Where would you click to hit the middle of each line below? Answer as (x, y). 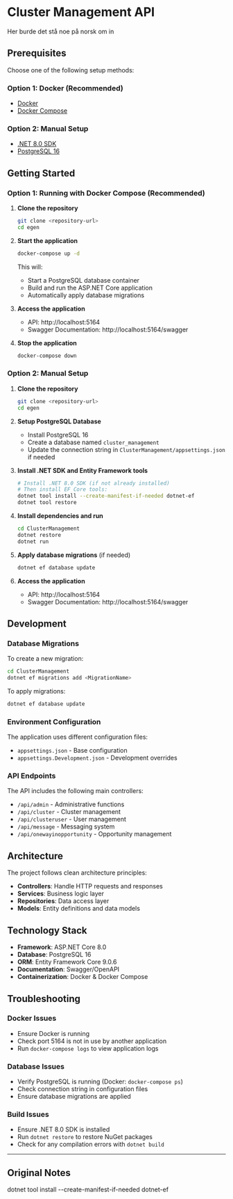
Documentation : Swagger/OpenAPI (68, 969)
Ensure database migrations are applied (74, 1097)
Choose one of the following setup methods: (71, 70)
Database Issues (36, 1066)
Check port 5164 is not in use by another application (92, 1041)
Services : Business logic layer (60, 894)
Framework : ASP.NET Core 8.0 (62, 947)
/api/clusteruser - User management (72, 820)
